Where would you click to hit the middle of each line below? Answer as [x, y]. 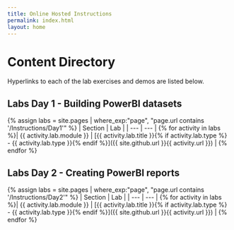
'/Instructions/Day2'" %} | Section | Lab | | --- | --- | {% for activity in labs [115, 197]
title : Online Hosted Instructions [60, 14]
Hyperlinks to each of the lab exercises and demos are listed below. [106, 81]
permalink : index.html [41, 20]
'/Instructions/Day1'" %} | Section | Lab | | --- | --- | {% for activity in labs [114, 128]
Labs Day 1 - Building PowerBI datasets [95, 103]
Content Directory [61, 62]
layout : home [27, 27]
